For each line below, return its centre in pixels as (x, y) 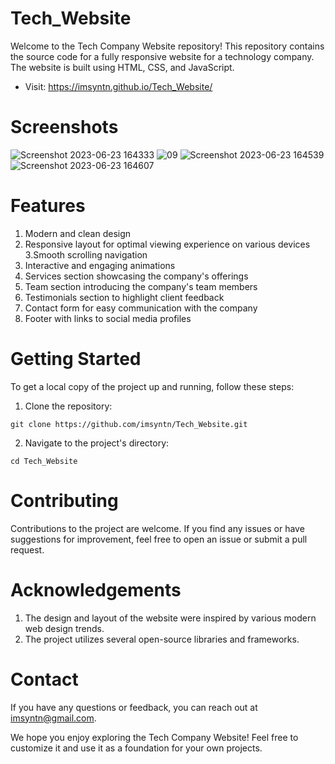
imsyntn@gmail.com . (53, 718)
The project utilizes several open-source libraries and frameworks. (162, 639)
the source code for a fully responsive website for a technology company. (162, 56)
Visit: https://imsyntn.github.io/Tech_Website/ (118, 86)
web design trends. (64, 628)
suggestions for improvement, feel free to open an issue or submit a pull (159, 539)
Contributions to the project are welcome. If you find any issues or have (157, 528)
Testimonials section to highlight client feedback (124, 297)
